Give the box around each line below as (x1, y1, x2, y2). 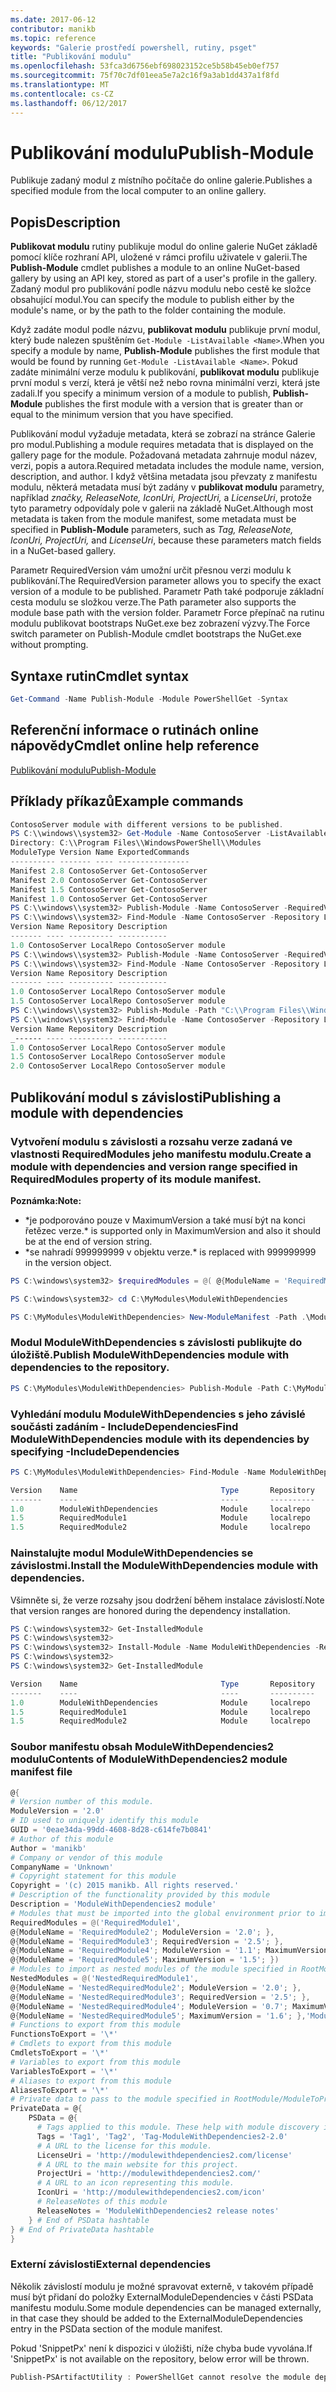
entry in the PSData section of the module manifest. (10, 2322, 223, 2335)
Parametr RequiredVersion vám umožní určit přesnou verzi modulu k (10, 564, 292, 576)
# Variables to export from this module (10, 2057, 182, 2067)
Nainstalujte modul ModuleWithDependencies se (10, 1546, 254, 1560)
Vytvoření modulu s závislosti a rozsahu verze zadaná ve (10, 1134, 293, 1148)
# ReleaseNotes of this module (36, 2197, 168, 2207)
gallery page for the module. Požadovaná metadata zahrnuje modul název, (10, 449, 318, 461)
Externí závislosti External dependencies (10, 2257, 212, 2271)
